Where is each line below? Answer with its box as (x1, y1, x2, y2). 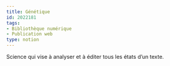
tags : (6, 20, 20, 26)
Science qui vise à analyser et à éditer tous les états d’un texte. (6, 53, 164, 60)
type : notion (6, 37, 39, 43)
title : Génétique (6, 8, 50, 15)
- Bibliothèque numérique (6, 25, 72, 32)
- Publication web (6, 31, 53, 37)
